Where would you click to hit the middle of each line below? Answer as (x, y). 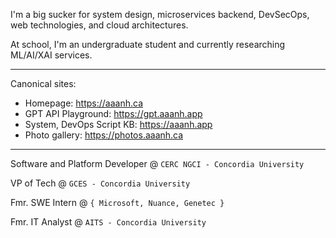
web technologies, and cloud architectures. (99, 25)
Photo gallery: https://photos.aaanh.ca (104, 135)
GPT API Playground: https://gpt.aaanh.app (113, 113)
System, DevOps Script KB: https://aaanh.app (118, 124)
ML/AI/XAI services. (51, 55)
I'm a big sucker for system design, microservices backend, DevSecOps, (160, 14)
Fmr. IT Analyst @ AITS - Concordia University (108, 222)
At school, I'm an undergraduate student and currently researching (148, 44)
